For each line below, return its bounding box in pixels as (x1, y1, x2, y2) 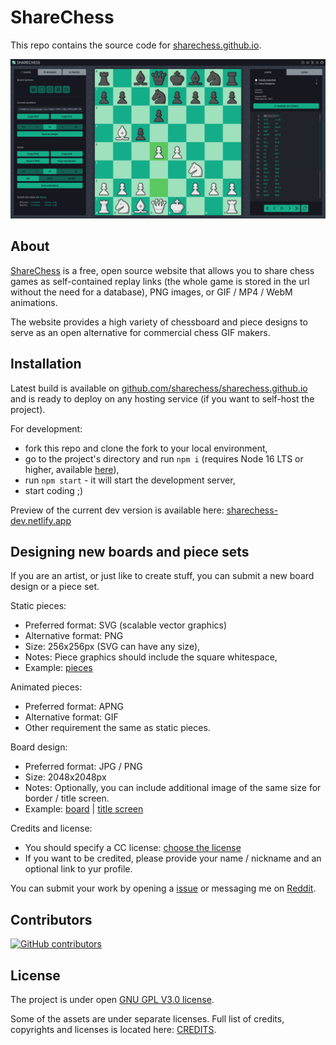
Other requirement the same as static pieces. (24, 722, 211, 734)
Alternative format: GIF (24, 711, 119, 723)
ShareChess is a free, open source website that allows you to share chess (10, 264, 315, 276)
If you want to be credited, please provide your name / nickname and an (24, 852, 322, 865)
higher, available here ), (24, 463, 120, 475)
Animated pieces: (10, 681, 83, 693)
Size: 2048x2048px (24, 771, 107, 783)
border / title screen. (24, 792, 110, 805)
